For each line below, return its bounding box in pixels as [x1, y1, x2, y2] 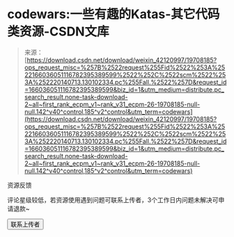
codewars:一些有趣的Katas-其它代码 [7, 6, 220, 22]
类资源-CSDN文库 [7, 24, 109, 40]
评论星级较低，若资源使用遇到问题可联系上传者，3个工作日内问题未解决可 [7, 195, 219, 204]
